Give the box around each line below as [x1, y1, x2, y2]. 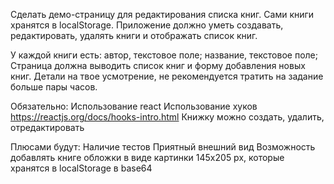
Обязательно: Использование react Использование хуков [10, 100, 258, 112]
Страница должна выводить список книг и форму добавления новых [10, 60, 306, 71]
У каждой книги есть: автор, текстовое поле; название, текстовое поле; [10, 49, 318, 61]
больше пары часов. [10, 81, 98, 93]
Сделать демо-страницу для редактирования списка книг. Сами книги [10, 9, 315, 20]
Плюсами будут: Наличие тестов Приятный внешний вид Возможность [10, 141, 316, 153]
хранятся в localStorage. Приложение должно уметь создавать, [10, 19, 284, 31]
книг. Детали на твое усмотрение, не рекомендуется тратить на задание [10, 70, 324, 82]
